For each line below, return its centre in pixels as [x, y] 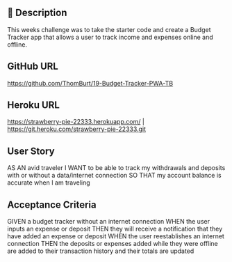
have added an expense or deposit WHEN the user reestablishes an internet [116, 236]
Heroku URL [34, 105]
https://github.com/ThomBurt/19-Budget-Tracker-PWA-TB [90, 83]
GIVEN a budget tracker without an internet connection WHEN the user [109, 222]
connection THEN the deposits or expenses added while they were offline [113, 244]
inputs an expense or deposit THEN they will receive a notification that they [115, 229]
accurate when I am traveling [49, 183]
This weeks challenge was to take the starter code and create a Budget [109, 29]
